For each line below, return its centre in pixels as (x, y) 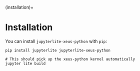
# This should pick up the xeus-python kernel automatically (70, 59)
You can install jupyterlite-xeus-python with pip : (56, 41)
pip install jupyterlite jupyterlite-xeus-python (58, 50)
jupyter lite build (25, 63)
